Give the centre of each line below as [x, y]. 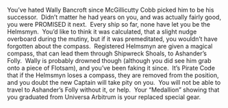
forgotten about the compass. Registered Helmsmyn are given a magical [110, 46]
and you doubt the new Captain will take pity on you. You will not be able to [114, 82]
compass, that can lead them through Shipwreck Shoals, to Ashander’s [107, 53]
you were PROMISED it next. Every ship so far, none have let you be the [109, 24]
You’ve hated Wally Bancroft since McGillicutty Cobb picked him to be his [111, 10]
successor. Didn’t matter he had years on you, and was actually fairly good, [114, 17]
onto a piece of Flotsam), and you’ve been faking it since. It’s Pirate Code [111, 68]
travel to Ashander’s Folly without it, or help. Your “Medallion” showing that [113, 90]
